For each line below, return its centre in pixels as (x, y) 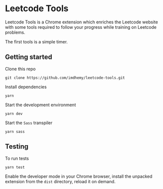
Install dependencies (26, 87)
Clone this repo (20, 69)
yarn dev (14, 113)
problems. (15, 32)
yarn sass (15, 132)
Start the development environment (41, 105)
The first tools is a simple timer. (36, 41)
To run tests (17, 158)
